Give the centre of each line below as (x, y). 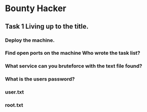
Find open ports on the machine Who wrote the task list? (73, 53)
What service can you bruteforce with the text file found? (74, 66)
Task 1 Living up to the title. (47, 26)
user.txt (15, 92)
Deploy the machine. (30, 40)
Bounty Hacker (36, 8)
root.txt (14, 105)
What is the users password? (40, 79)
